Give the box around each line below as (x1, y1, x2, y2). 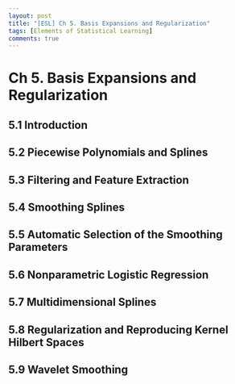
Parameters (8, 240, 68, 254)
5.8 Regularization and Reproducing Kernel (8, 323, 229, 336)
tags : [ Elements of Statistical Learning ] (8, 27, 153, 35)
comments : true (8, 34, 60, 43)
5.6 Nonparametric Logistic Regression (8, 268, 209, 282)
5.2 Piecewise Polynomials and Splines (8, 146, 208, 160)
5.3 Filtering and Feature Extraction (8, 173, 189, 186)
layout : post (8, 11, 52, 20)
